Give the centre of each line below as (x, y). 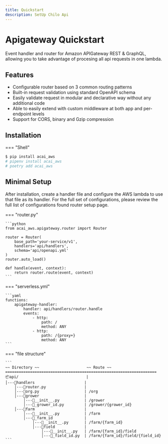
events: (31, 313)
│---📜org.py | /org (56, 391)
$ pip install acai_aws (30, 157)
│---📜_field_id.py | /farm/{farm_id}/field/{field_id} (101, 435)
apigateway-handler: (36, 304)
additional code (29, 103)
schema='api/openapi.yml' (42, 250)
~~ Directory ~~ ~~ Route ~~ (59, 367)
